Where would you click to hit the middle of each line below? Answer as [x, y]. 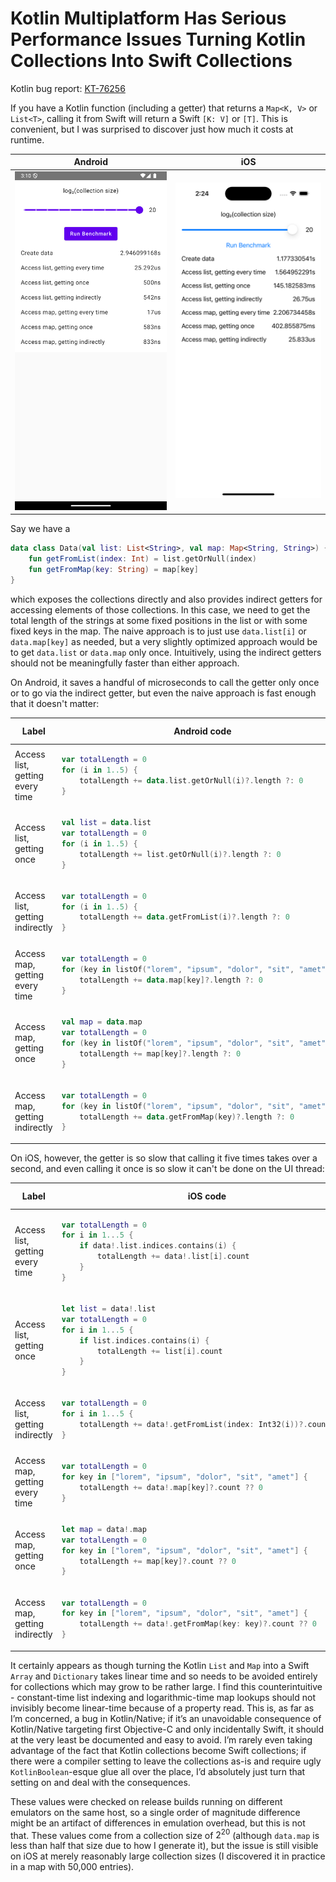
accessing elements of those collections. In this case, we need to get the [160, 609]
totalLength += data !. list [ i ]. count [173, 1257]
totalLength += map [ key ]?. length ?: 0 [160, 1053]
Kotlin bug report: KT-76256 [68, 88]
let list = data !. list [109, 1309]
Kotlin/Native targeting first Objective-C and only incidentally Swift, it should [167, 1729]
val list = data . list [106, 823]
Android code [202, 731]
